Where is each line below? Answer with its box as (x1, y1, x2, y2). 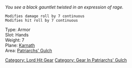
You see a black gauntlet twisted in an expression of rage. (5, 4, 124, 10)
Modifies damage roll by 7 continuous (5, 14, 85, 19)
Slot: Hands (5, 32, 29, 37)
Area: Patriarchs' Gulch (5, 48, 53, 53)
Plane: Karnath (5, 42, 35, 48)
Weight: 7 (5, 37, 25, 43)
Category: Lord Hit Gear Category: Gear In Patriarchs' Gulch (5, 57, 127, 63)
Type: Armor (5, 27, 31, 33)
